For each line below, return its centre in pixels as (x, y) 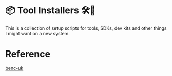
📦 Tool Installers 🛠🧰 (51, 10)
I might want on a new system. (38, 33)
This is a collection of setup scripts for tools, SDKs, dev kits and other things (86, 28)
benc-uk (14, 68)
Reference (28, 54)
